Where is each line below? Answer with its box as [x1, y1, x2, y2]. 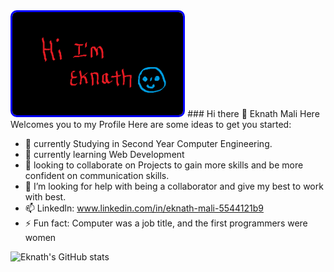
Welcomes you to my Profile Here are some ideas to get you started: [10, 119, 292, 130]
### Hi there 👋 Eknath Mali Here [187, 108, 320, 119]
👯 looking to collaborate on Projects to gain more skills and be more [24, 159, 304, 171]
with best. [24, 191, 67, 203]
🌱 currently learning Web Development [24, 149, 185, 160]
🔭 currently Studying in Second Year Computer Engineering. [24, 138, 273, 149]
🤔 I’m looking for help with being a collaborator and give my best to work [24, 180, 324, 192]
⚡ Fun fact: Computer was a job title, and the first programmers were [24, 217, 308, 229]
